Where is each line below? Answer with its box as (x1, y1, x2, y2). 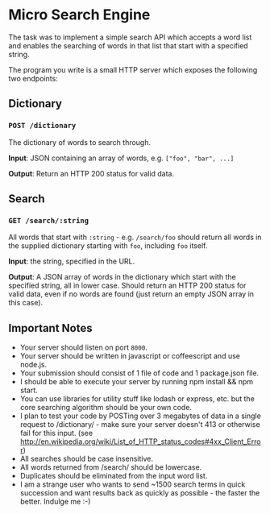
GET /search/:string (8, 216, 89, 225)
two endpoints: (8, 73, 58, 83)
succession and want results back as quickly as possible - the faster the (19, 488, 260, 498)
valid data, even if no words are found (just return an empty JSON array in (8, 289, 255, 299)
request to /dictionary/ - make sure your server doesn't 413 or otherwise (19, 420, 260, 429)
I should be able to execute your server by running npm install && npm (19, 377, 254, 387)
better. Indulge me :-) (19, 497, 91, 507)
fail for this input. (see (19, 429, 93, 438)
